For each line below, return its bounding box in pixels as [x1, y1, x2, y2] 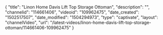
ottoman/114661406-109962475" [5, 25, 72, 31]
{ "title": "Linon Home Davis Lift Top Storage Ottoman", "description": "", [5, 4, 150, 10]
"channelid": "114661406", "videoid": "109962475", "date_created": [5, 9, 140, 15]
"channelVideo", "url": [5, 19, 50, 25]
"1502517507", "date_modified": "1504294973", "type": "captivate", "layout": [5, 15, 158, 20]
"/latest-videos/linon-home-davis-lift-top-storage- [50, 19, 152, 25]
